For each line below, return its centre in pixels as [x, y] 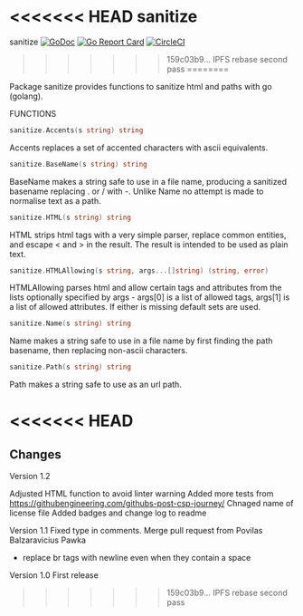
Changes [35, 454]
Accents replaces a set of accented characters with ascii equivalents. [139, 148]
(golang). [26, 96]
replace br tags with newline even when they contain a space [137, 558]
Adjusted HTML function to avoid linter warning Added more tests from [142, 494]
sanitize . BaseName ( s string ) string [78, 164]
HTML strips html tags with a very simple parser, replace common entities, [148, 235]
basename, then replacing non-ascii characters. [99, 351]
